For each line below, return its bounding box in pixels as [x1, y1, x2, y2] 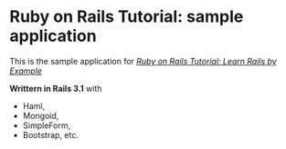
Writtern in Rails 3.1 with [9, 83, 102, 94]
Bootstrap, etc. [22, 129, 79, 140]
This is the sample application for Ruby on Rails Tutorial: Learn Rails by [9, 55, 277, 66]
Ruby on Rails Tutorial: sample [9, 6, 244, 27]
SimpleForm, [22, 120, 71, 131]
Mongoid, [22, 110, 59, 121]
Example [9, 65, 43, 76]
